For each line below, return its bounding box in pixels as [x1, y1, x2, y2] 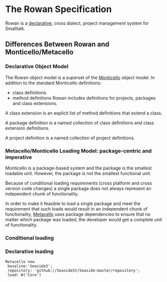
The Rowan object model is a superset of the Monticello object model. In [5, 74, 155, 80]
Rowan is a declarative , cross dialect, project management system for [5, 20, 149, 26]
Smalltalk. [5, 25, 26, 31]
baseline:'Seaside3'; [7, 264, 53, 269]
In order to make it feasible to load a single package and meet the [5, 200, 140, 207]
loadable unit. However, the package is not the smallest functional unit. [5, 170, 151, 176]
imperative [5, 153, 33, 160]
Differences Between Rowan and [5, 40, 109, 49]
